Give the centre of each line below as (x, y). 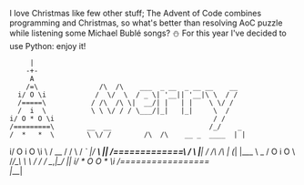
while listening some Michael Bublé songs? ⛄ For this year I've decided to (148, 33)
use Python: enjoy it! (48, 46)
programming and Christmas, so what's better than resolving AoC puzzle (146, 23)
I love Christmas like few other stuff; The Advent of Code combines (136, 13)
